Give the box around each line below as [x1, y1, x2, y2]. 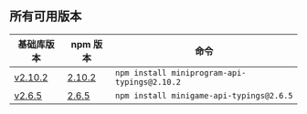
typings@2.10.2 [114, 77, 181, 87]
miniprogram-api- [171, 67, 247, 78]
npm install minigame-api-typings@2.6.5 [114, 90, 293, 100]
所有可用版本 [9, 8, 82, 25]
